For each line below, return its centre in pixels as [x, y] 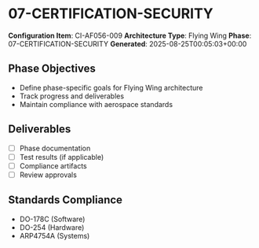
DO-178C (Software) [52, 219]
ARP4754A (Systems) [55, 235]
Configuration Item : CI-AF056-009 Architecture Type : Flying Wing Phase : [130, 35]
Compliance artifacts [53, 165]
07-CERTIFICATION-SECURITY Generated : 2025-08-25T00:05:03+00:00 [128, 43]
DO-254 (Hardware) [52, 227]
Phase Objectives [52, 69]
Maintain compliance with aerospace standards [96, 104]
